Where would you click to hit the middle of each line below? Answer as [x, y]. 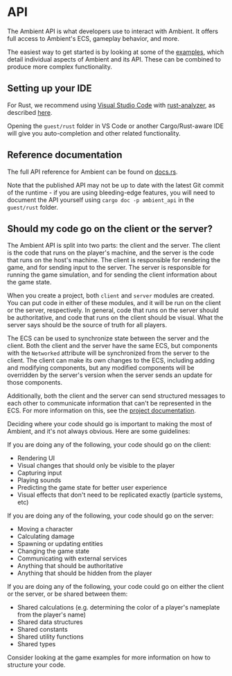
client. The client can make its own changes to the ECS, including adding [111, 360]
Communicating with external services [72, 558]
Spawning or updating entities [60, 544]
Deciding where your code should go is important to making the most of [110, 424]
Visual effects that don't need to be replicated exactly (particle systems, [120, 495]
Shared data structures [50, 622]
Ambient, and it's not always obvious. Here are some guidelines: [99, 431]
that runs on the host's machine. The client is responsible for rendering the [114, 260]
